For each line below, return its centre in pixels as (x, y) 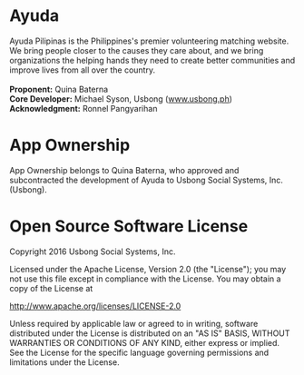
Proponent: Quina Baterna (59, 89)
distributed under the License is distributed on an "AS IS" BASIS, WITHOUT (150, 333)
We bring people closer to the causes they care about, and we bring (137, 50)
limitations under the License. (64, 362)
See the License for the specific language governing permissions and (139, 352)
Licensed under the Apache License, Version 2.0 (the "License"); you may (148, 269)
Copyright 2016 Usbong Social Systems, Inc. (93, 252)
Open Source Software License (129, 227)
